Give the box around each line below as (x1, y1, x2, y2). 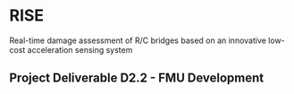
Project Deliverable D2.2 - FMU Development (9, 71, 265, 86)
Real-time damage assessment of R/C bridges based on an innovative (9, 35, 266, 46)
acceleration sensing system (27, 44, 133, 55)
